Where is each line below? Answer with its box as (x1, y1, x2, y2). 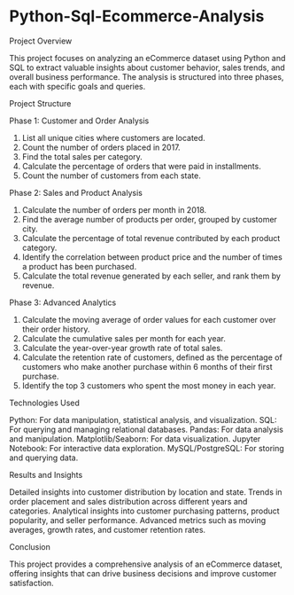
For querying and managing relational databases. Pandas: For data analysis (9, 424, 283, 435)
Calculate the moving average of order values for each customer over (21, 314, 276, 325)
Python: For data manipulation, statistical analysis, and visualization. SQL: (9, 414, 277, 425)
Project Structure (9, 98, 72, 108)
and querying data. (9, 452, 79, 463)
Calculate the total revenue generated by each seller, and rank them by (21, 270, 282, 281)
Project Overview (9, 35, 73, 46)
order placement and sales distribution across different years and (9, 496, 248, 506)
